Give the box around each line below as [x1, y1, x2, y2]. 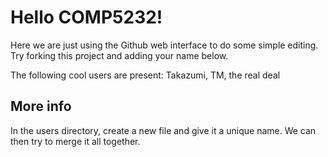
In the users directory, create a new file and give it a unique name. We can [10, 124, 317, 136]
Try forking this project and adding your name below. [10, 49, 229, 61]
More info [10, 98, 72, 115]
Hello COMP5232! [10, 6, 163, 29]
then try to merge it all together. [10, 135, 141, 147]
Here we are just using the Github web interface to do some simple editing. [10, 39, 319, 51]
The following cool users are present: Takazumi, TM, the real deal [10, 69, 281, 81]
